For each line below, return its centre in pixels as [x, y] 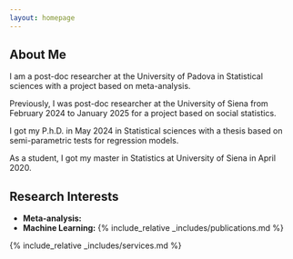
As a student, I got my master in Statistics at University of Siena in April [142, 158]
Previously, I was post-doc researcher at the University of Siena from [139, 104]
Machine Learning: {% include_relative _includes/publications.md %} [153, 228]
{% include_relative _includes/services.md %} [96, 245]
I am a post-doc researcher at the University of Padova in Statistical [136, 76]
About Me [38, 55]
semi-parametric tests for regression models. [94, 141]
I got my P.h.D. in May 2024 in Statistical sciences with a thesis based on [146, 131]
